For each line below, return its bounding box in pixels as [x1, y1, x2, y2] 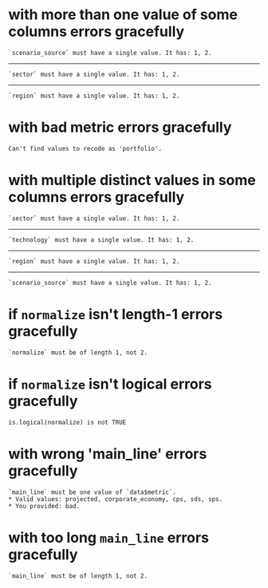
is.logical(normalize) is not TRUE [8, 418, 127, 426]
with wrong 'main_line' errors [8, 444, 207, 463]
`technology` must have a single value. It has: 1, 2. [8, 235, 195, 244]
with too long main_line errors [8, 528, 210, 547]
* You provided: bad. [8, 502, 81, 510]
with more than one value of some [8, 6, 238, 24]
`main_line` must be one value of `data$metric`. [8, 488, 177, 496]
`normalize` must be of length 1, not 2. [8, 349, 148, 357]
